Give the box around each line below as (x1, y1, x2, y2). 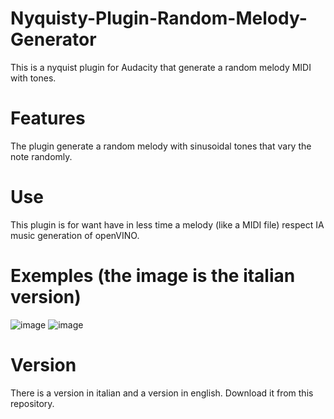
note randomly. (10, 150, 73, 162)
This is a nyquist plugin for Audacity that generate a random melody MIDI (10, 61, 312, 73)
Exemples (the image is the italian (10, 265, 296, 287)
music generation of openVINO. (10, 229, 140, 241)
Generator (10, 28, 97, 51)
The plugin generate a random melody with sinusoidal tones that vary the (10, 140, 312, 152)
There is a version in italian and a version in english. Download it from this (10, 387, 314, 399)
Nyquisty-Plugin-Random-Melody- (10, 7, 308, 30)
